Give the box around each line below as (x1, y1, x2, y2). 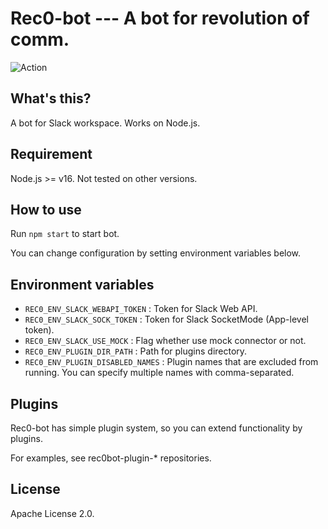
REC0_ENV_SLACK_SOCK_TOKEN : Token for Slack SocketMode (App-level (24, 313, 309, 326)
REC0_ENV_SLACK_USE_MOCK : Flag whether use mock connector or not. (24, 335, 307, 347)
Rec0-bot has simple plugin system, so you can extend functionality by (10, 422, 303, 434)
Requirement (10, 146, 93, 163)
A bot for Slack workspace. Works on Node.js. (10, 117, 201, 129)
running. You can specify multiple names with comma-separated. (24, 367, 295, 379)
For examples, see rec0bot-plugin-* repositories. (10, 452, 212, 464)
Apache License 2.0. (10, 507, 95, 519)
